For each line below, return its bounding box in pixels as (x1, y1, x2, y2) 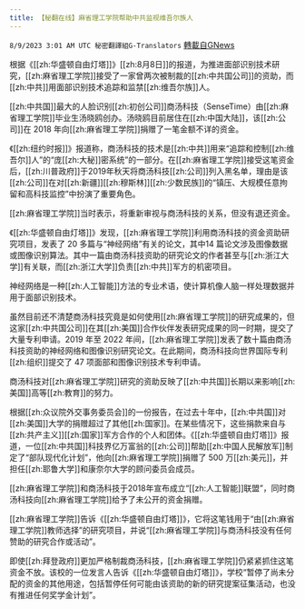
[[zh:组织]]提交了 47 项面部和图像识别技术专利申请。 (9, 356, 206, 367)
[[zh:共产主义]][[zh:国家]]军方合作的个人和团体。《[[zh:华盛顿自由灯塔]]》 (9, 429, 281, 440)
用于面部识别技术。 (9, 292, 82, 303)
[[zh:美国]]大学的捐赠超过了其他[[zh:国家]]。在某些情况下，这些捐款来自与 (9, 417, 286, 428)
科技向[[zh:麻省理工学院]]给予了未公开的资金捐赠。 (16, 494, 208, 504)
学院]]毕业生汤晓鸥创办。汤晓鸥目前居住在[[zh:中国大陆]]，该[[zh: (33, 112, 279, 123)
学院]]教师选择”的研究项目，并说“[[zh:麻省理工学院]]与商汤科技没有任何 (25, 524, 292, 535)
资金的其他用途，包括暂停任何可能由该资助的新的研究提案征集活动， (25, 578, 280, 589)
